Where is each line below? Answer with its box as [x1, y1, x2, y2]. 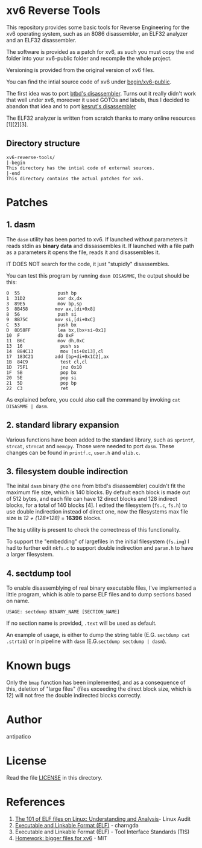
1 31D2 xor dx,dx [6, 295, 83, 301]
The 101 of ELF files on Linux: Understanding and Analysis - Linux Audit [14, 815, 191, 823]
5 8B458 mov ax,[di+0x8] [6, 306, 96, 312]
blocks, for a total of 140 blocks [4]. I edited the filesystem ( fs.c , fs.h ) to [6, 501, 188, 509]
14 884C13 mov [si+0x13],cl [6, 348, 104, 354]
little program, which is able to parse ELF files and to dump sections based [6, 591, 192, 598]
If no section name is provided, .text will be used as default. [6, 619, 157, 627]
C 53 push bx [6, 322, 77, 328]
